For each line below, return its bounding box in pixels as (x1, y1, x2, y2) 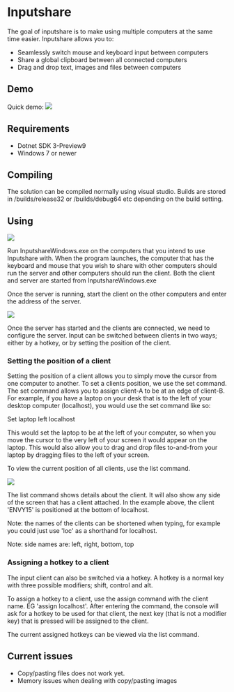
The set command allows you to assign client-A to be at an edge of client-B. (7, 386, 225, 395)
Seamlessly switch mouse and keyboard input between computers (17, 48, 209, 57)
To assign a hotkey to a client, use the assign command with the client (7, 594, 209, 603)
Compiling (7, 169, 54, 181)
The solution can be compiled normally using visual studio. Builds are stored (7, 188, 226, 196)
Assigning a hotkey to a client (7, 557, 109, 567)
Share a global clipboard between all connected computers (17, 55, 187, 63)
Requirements (7, 123, 70, 135)
